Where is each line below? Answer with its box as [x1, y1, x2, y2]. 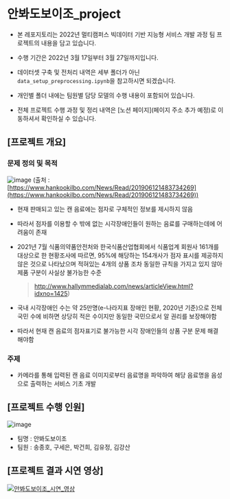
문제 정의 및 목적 [7, 159, 58, 168]
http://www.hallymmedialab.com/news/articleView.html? [34, 282, 194, 290]
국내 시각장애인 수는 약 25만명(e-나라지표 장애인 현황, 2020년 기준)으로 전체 [16, 303, 222, 312]
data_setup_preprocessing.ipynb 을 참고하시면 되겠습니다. [16, 76, 176, 84]
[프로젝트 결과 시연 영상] [7, 465, 104, 477]
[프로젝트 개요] [7, 137, 67, 148]
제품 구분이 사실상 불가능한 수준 [16, 268, 102, 277]
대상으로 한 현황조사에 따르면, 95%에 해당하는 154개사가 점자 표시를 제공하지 [16, 251, 224, 259]
